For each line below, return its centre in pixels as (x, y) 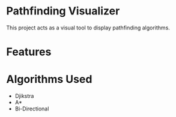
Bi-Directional (32, 109)
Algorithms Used (49, 79)
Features (29, 52)
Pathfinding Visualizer (63, 11)
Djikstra (24, 96)
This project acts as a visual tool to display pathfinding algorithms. (88, 28)
